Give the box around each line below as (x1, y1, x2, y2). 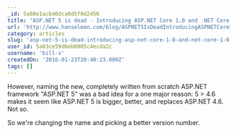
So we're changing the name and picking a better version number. (7, 118, 200, 127)
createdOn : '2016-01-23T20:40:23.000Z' (7, 56, 125, 63)
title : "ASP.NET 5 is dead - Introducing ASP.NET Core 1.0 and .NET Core (7, 17, 230, 24)
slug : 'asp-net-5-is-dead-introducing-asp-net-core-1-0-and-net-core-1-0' (7, 37, 233, 44)
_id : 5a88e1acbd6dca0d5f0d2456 (7, 10, 100, 18)
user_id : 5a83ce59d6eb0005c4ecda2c (7, 43, 113, 50)
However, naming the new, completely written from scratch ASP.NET (7, 82, 208, 90)
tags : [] (7, 63, 33, 70)
